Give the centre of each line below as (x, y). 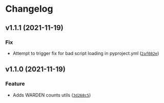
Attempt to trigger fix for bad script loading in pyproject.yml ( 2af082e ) (86, 53)
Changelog (29, 9)
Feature (15, 84)
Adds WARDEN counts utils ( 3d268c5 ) (52, 95)
